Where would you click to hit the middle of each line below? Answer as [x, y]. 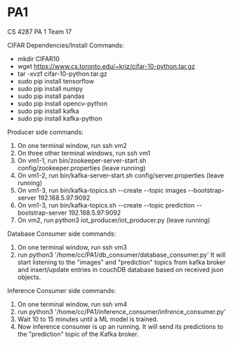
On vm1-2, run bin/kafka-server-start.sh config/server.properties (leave [121, 175]
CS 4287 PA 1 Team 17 [40, 32]
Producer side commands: [46, 132]
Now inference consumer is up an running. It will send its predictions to [120, 326]
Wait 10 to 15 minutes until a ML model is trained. [88, 319]
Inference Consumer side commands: [62, 290]
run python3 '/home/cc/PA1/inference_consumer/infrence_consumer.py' [121, 311]
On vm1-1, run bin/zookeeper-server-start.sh [82, 160]
